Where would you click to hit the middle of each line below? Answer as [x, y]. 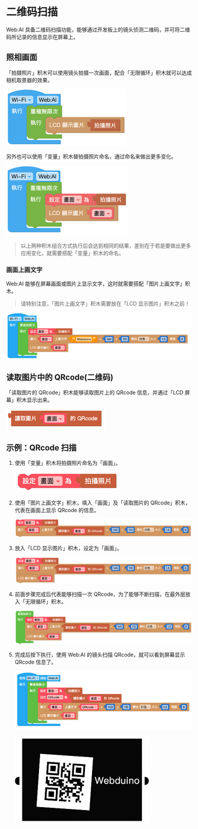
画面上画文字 [24, 270]
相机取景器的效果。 [29, 80]
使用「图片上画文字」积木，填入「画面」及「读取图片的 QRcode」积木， [103, 503]
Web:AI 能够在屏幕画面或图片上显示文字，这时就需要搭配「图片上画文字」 [96, 284]
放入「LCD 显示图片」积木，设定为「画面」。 [68, 548]
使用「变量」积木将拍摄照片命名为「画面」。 [67, 463]
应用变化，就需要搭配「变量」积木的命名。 [72, 253]
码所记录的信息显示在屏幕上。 [42, 37]
